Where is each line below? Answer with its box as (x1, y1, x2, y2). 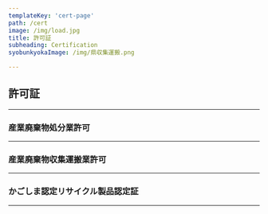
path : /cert (8, 19, 48, 27)
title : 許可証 (8, 33, 52, 42)
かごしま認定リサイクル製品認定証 (8, 186, 139, 197)
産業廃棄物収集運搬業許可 (8, 154, 107, 165)
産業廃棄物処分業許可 (8, 122, 90, 133)
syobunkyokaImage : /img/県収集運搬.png (8, 49, 135, 56)
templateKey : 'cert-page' (8, 11, 94, 20)
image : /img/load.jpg (8, 26, 81, 34)
